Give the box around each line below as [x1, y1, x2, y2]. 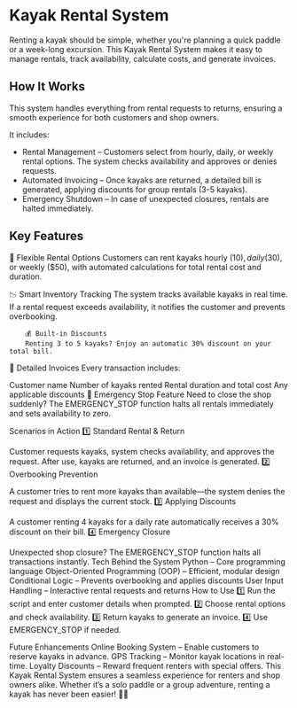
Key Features [9, 229, 84, 244]
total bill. [9, 346, 53, 355]
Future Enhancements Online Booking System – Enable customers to [9, 642, 260, 652]
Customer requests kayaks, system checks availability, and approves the [9, 446, 275, 456]
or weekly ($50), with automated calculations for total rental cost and [9, 261, 262, 272]
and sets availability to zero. [9, 408, 112, 418]
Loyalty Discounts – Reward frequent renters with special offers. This [29, 660, 282, 671]
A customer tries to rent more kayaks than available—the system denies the [9, 486, 285, 496]
